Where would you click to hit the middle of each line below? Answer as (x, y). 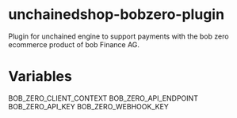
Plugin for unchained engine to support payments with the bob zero (118, 36)
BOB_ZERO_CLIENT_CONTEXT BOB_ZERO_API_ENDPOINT (103, 98)
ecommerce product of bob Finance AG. (74, 44)
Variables (40, 77)
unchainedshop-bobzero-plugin (116, 15)
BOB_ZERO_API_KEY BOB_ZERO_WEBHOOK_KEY (88, 106)
